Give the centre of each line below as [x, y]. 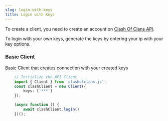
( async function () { [37, 105]
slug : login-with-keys [29, 10]
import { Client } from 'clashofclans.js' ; [60, 82]
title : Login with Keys [30, 15]
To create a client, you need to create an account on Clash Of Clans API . [80, 29]
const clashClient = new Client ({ [50, 86]
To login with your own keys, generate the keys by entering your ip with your [84, 39]
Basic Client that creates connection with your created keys [67, 68]
